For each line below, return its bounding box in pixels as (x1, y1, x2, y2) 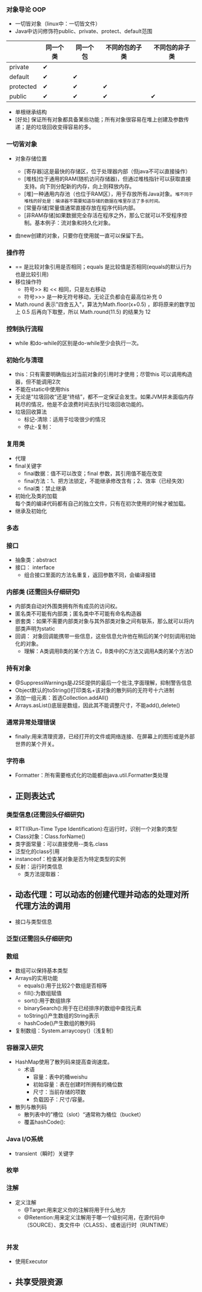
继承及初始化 (14, 507, 47, 515)
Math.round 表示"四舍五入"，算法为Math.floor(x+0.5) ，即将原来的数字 (14, 301, 191, 308)
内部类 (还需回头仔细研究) (6, 587, 81, 596)
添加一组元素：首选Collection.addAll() (14, 694, 109, 701)
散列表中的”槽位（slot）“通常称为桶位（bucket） (23, 1111, 144, 1118)
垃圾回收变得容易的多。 (35, 123, 94, 130)
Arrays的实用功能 (14, 974, 58, 981)
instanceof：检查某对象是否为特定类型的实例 (14, 855, 126, 862)
